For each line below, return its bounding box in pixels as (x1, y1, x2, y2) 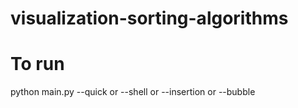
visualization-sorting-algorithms (10, 7, 289, 30)
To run (10, 53, 65, 76)
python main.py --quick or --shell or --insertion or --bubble (10, 86, 256, 98)
